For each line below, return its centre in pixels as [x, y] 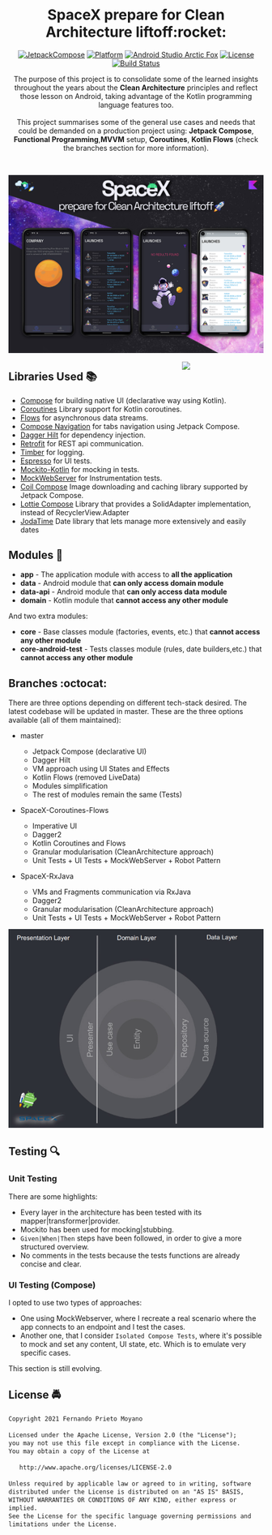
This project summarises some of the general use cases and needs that [136, 122]
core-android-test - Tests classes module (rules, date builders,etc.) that [141, 649]
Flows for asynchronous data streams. [84, 417]
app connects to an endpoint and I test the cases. [103, 1326]
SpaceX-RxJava [47, 876]
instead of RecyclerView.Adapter [74, 512]
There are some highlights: [53, 1196]
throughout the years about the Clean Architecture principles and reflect [136, 88]
